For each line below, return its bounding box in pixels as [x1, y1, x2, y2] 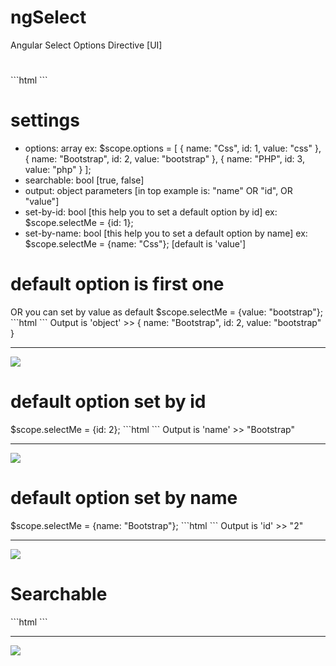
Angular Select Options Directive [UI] [10, 39, 163, 51]
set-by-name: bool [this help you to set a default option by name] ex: [24, 227, 308, 240]
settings [10, 109, 80, 132]
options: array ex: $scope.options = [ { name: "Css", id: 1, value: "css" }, [24, 142, 322, 155]
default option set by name [10, 487, 238, 510]
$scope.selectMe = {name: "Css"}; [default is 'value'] [24, 238, 247, 250]
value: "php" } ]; [24, 164, 92, 176]
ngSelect [10, 6, 87, 29]
